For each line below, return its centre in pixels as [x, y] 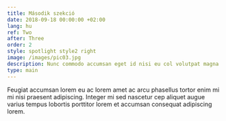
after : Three [26, 39]
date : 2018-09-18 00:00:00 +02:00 [56, 20]
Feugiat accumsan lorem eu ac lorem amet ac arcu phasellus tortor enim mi [113, 90]
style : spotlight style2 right [52, 52]
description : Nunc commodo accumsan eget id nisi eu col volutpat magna [113, 64]
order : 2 [20, 45]
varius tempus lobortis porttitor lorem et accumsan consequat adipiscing [110, 104]
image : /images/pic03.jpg [44, 58]
